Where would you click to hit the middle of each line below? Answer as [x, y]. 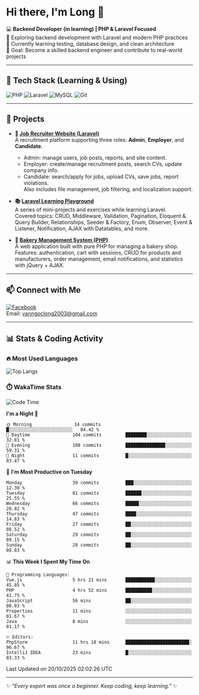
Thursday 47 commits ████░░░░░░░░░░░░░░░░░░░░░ [99, 514]
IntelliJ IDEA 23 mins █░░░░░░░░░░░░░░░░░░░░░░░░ [99, 653]
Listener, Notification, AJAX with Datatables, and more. [82, 229]
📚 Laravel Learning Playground [54, 201]
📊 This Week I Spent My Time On [48, 562]
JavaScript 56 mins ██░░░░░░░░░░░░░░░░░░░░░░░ [99, 601]
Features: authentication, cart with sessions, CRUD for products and [98, 252]
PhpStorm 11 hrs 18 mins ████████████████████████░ [99, 642]
